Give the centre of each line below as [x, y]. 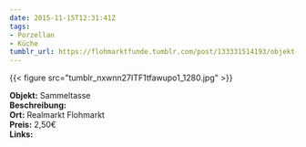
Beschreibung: [38, 105]
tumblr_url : [32, 52]
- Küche [24, 43]
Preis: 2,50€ [33, 125]
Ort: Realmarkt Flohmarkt [57, 115]
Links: [21, 134]
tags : [20, 26]
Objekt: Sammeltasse [50, 96]
